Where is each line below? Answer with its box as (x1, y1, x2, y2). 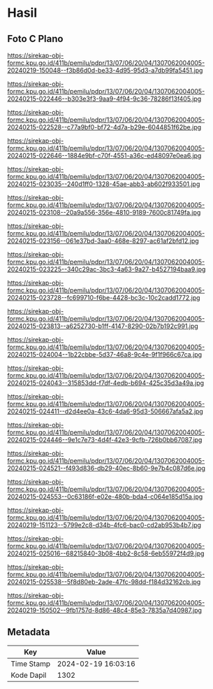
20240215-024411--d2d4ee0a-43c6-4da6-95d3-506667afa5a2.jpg (7, 407, 204, 415)
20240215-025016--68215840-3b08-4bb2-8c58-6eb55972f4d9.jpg (7, 549, 205, 557)
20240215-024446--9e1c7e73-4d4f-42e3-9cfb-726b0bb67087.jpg (7, 436, 203, 443)
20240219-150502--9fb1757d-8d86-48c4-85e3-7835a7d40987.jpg (7, 606, 203, 614)
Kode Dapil (10, 670, 47, 680)
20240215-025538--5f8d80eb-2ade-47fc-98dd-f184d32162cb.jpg (7, 578, 201, 585)
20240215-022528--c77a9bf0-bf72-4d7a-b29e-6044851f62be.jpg (7, 123, 202, 131)
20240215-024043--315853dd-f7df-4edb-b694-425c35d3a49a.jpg (7, 379, 205, 387)
